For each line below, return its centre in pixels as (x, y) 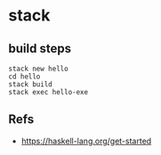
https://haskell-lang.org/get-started (86, 141)
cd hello (24, 77)
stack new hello (38, 69)
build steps (40, 49)
